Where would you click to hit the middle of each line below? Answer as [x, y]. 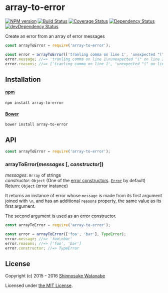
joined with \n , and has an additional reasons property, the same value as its [83, 201]
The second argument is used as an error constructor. [61, 216]
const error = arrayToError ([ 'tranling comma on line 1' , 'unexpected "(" [85, 54]
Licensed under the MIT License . [39, 285]
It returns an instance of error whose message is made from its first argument [84, 196]
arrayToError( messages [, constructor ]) [54, 164]
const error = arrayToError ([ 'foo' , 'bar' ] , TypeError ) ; [66, 234]
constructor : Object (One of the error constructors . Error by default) [75, 181]
